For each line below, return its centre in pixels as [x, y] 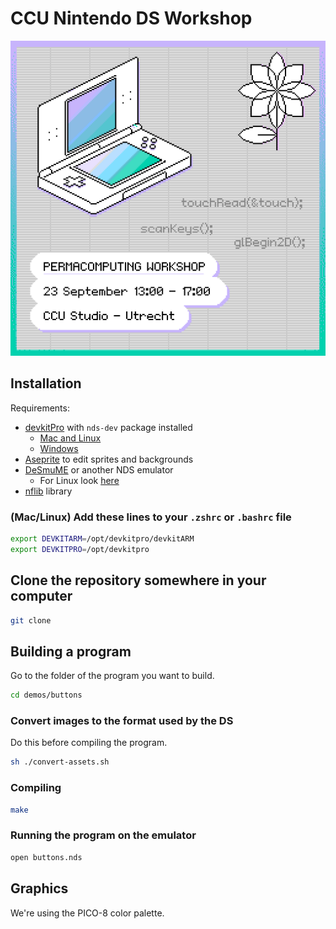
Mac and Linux [70, 438]
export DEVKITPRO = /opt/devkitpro [80, 549]
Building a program [71, 651]
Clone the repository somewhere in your [138, 580]
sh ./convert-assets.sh [60, 762]
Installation [46, 383]
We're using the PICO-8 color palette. [87, 913]
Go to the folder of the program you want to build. [112, 676]
